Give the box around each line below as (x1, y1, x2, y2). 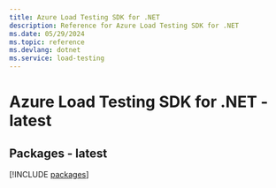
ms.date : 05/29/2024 (9, 29, 86, 38)
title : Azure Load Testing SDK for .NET (9, 12, 161, 22)
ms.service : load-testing (9, 54, 104, 63)
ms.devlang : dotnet (9, 46, 81, 55)
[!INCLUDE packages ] (9, 169, 89, 179)
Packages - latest (9, 146, 108, 161)
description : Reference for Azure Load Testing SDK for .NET (9, 21, 240, 30)
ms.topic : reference (9, 37, 86, 47)
